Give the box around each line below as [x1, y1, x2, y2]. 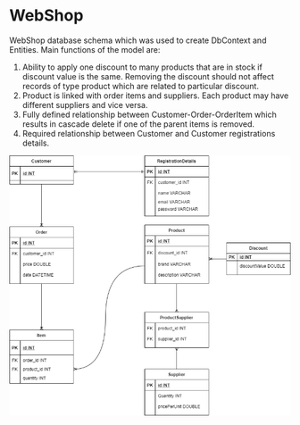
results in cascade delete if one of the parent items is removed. [21, 118, 255, 129]
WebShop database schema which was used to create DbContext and [9, 35, 267, 46]
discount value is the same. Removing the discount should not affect [21, 71, 274, 81]
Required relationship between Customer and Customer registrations [21, 128, 276, 138]
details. [21, 137, 50, 148]
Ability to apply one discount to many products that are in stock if [21, 62, 263, 72]
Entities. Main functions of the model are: [9, 44, 161, 54]
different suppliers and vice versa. [21, 99, 148, 110]
